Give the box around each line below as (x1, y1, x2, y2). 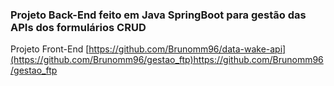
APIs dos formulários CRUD (10, 20, 147, 34)
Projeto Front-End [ (10, 43, 90, 55)
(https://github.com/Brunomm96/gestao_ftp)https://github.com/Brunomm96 (10, 54, 324, 66)
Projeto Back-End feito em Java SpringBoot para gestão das (10, 8, 307, 22)
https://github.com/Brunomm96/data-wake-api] (88, 43, 287, 55)
